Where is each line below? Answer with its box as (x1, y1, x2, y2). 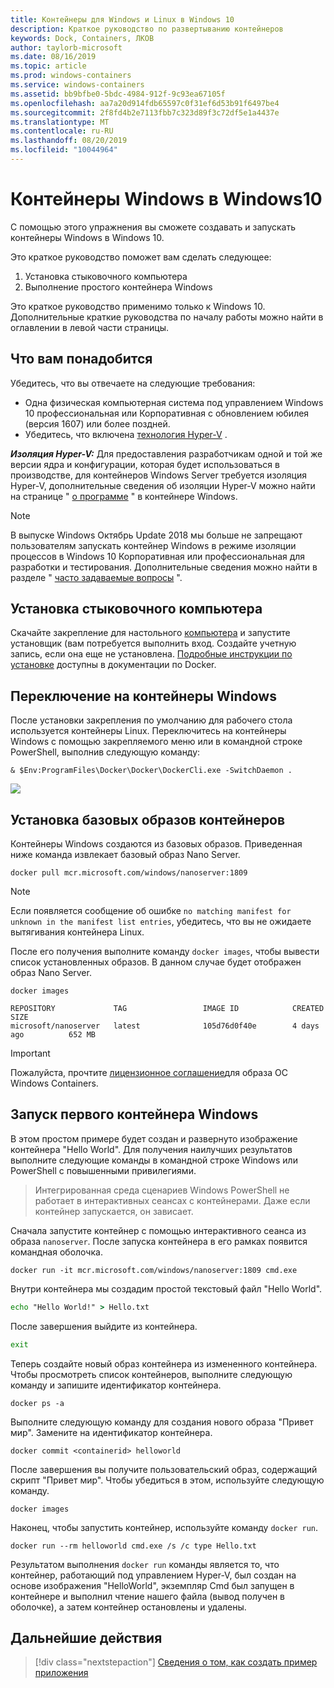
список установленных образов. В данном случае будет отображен (10, 956, 302, 968)
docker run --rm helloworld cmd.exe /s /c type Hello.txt (10, 1541, 257, 1551)
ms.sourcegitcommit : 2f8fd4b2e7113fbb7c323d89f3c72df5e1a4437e (10, 107, 280, 118)
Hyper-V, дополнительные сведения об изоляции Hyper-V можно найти (10, 479, 316, 491)
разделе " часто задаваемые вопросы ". (10, 571, 183, 583)
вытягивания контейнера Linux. (10, 926, 145, 938)
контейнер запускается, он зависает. (34, 1205, 194, 1217)
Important (10, 1047, 51, 1060)
